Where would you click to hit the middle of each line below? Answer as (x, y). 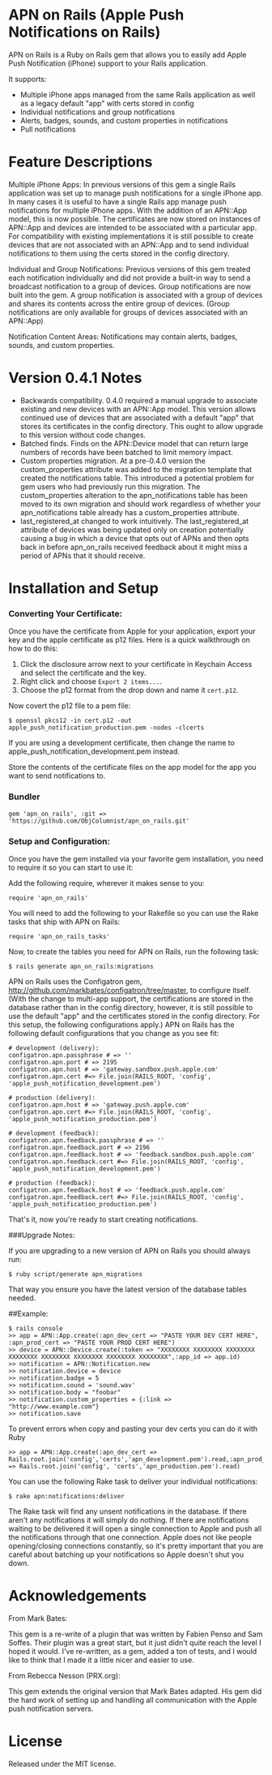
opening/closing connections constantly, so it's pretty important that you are (136, 1545)
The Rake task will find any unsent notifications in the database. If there (127, 1511)
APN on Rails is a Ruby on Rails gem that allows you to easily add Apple (127, 54)
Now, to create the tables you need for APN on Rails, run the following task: (134, 952)
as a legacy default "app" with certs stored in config (107, 103)
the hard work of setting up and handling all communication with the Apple (133, 1700)
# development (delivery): (54, 1048)
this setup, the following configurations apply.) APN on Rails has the (121, 1025)
